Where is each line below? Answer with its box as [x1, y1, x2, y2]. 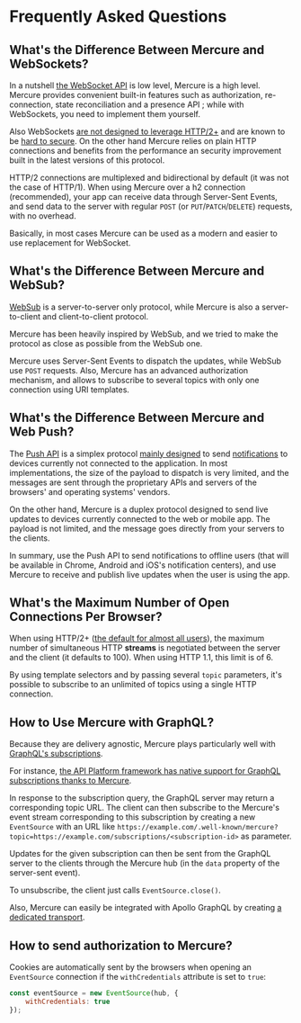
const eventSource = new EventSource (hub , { [9, 989, 179, 998]
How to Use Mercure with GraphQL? [9, 714, 214, 730]
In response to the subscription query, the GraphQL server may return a [9, 793, 275, 803]
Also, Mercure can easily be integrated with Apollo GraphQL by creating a [9, 902, 282, 913]
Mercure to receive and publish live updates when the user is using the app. [9, 569, 290, 579]
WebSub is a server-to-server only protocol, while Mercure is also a [9, 301, 261, 312]
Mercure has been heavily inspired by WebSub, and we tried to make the [9, 328, 279, 339]
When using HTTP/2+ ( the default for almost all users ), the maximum [9, 633, 265, 644]
